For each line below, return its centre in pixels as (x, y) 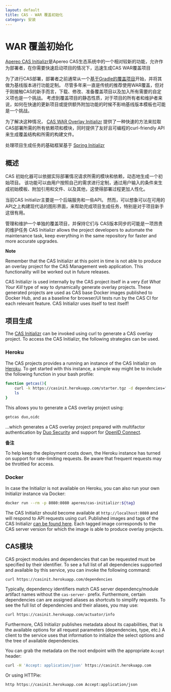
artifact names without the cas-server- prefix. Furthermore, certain (76, 594)
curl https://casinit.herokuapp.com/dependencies (59, 579)
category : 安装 (21, 19)
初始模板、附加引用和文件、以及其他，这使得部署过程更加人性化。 (79, 189)
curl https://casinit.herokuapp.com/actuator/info (60, 615)
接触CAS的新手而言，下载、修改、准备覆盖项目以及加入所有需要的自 (85, 92)
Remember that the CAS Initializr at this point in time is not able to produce (83, 261)
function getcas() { (26, 384)
